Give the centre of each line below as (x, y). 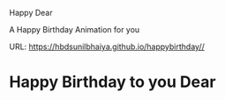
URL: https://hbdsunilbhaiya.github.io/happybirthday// (107, 46)
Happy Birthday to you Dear (112, 82)
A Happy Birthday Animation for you (75, 29)
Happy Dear (31, 13)
